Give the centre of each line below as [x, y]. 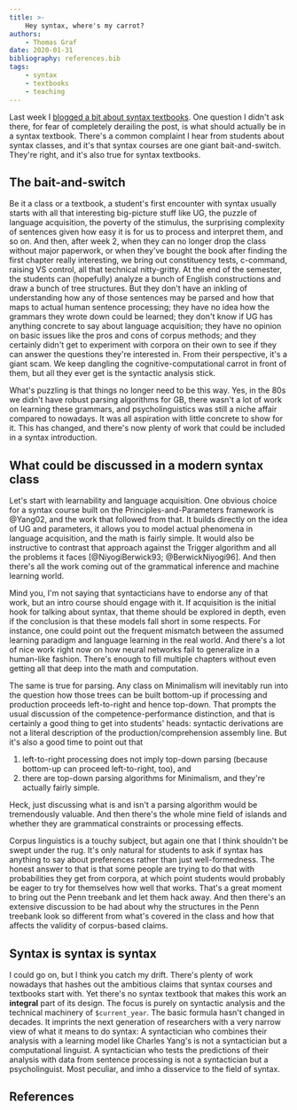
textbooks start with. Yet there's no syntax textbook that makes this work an [148, 993]
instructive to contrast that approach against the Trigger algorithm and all [143, 548]
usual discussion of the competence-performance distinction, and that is [142, 714]
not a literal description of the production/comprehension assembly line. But [148, 733]
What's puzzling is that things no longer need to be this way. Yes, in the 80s [148, 390]
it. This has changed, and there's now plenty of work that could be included [147, 428]
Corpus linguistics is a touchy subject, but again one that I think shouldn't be [149, 841]
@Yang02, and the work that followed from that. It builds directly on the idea [148, 520]
